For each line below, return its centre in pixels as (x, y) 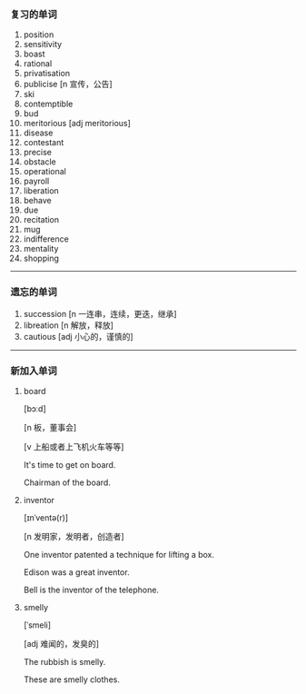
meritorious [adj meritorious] (77, 124)
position (39, 35)
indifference (46, 239)
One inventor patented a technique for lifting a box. (119, 554)
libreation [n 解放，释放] (69, 325)
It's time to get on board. (69, 464)
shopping (41, 258)
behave (38, 201)
